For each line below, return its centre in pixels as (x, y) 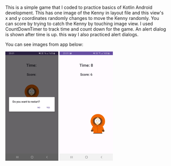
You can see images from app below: (44, 44)
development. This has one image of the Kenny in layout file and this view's (84, 13)
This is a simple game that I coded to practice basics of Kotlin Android (79, 7)
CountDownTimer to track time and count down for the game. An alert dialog (86, 29)
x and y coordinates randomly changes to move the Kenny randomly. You (82, 18)
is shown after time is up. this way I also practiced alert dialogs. (72, 34)
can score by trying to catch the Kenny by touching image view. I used (79, 23)
